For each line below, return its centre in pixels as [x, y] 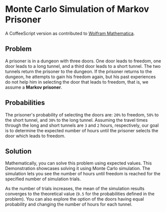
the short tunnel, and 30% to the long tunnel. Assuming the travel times [76, 120]
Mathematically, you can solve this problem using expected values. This [79, 163]
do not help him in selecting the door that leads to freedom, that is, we [77, 82]
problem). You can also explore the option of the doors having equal [75, 199]
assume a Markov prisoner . [34, 87]
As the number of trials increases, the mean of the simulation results [75, 189]
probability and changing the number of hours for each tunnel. [69, 205]
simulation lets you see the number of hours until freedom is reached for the [83, 174]
